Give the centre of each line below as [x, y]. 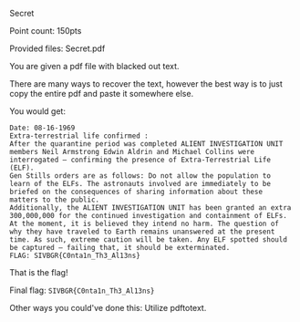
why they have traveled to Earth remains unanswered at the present [142, 232]
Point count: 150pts [46, 31]
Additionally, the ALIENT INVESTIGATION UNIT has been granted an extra [150, 208]
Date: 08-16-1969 [42, 128]
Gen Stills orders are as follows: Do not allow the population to [140, 176]
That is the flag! [39, 272]
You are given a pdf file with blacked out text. [94, 66]
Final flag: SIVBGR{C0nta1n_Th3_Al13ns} [82, 290]
